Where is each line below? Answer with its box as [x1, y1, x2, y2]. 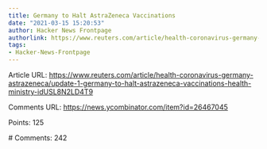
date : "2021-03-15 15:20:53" [8, 19, 105, 27]
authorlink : [8, 33, 48, 42]
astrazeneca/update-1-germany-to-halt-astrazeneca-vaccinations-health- [8, 78, 252, 88]
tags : [8, 41, 26, 49]
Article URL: [8, 71, 48, 79]
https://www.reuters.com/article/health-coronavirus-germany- [48, 71, 254, 79]
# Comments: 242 [8, 133, 68, 143]
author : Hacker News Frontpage [8, 26, 112, 34]
